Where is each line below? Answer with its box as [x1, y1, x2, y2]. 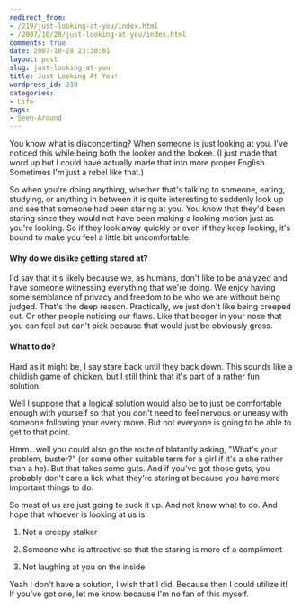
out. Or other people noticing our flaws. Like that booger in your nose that [9, 311, 282, 322]
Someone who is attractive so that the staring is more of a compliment [22, 543, 283, 554]
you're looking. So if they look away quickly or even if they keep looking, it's [9, 222, 291, 234]
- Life [9, 96, 34, 106]
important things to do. [9, 482, 94, 493]
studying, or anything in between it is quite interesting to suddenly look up [9, 194, 284, 205]
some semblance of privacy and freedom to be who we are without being [9, 291, 281, 302]
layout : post [9, 55, 58, 64]
